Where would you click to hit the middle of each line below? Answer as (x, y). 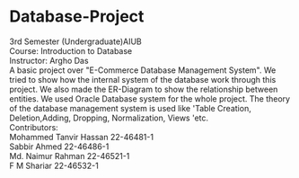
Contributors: (34, 127)
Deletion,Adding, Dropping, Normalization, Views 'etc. (109, 118)
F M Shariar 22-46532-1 (54, 165)
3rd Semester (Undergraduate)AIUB (75, 41)
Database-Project (77, 17)
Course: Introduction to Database (71, 50)
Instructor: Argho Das (49, 60)
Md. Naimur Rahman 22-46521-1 (70, 156)
